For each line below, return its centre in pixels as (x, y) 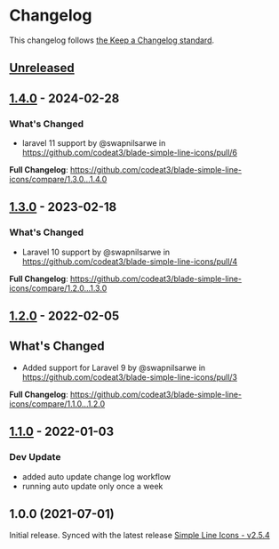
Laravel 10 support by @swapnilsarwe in (96, 252)
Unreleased (42, 68)
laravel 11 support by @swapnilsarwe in (94, 143)
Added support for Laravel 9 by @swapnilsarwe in (114, 367)
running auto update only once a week (92, 486)
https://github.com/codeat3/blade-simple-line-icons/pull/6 (130, 153)
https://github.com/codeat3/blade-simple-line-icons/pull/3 (130, 377)
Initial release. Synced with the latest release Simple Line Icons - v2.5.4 (140, 536)
